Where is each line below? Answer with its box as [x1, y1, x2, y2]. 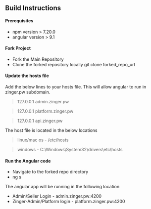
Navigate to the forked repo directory [12, 169, 89, 175]
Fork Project [5, 45, 31, 51]
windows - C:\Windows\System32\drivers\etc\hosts [17, 147, 123, 152]
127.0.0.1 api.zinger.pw [17, 118, 63, 124]
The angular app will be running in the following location [5, 184, 120, 190]
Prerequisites [5, 17, 34, 24]
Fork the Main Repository [12, 56, 64, 62]
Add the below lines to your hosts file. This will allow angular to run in [5, 84, 147, 89]
